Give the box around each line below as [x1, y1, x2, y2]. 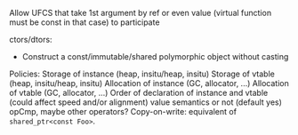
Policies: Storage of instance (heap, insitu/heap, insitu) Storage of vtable [9, 68, 276, 79]
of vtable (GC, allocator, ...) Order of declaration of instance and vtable [9, 88, 269, 98]
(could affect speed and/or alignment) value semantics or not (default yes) [9, 97, 283, 107]
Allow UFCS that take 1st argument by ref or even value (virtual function [9, 8, 272, 18]
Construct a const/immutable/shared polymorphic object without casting [21, 52, 289, 61]
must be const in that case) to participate [9, 17, 160, 28]
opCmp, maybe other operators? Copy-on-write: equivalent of [9, 107, 238, 116]
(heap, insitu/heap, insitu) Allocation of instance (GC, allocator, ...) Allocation [9, 78, 289, 88]
